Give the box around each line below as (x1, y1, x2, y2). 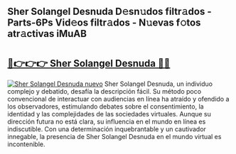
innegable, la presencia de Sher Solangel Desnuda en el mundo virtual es (7, 133, 222, 141)
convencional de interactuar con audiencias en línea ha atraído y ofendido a (7, 95, 230, 103)
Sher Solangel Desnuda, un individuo (104, 79, 213, 88)
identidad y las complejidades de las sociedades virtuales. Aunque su (7, 110, 212, 118)
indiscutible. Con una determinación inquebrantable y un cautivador (7, 125, 206, 133)
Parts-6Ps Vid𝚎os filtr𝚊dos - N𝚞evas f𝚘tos (7, 17, 201, 29)
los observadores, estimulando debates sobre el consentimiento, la (7, 102, 204, 111)
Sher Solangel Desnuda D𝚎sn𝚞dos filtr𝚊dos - (7, 6, 212, 18)
